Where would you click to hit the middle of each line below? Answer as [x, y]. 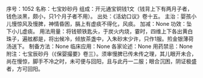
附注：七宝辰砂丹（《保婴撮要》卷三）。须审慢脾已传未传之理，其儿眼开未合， [101, 54]
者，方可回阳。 [25, 69]
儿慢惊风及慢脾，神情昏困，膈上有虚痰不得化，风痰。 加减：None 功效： [97, 24]
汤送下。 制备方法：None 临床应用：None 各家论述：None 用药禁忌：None [100, 46]
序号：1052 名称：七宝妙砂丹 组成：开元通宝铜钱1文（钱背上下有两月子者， [99, 9]
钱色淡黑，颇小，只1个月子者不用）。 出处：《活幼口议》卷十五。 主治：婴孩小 [101, 16]
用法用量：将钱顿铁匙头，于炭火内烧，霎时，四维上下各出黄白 [116, 31]
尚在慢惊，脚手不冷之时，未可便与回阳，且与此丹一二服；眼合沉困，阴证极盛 [101, 61]
